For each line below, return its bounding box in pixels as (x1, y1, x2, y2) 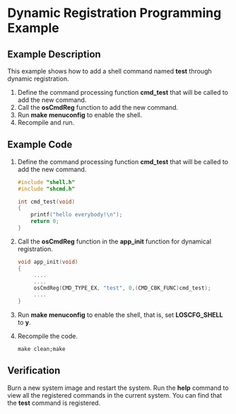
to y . (17, 318, 32, 327)
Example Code (7, 139, 73, 151)
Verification (7, 364, 61, 376)
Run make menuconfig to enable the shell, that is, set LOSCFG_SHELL (17, 311, 223, 319)
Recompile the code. (17, 332, 78, 340)
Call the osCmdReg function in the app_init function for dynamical (17, 237, 212, 246)
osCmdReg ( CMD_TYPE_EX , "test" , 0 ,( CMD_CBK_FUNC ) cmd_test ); (33, 284, 211, 292)
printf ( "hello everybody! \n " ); (30, 211, 123, 219)
